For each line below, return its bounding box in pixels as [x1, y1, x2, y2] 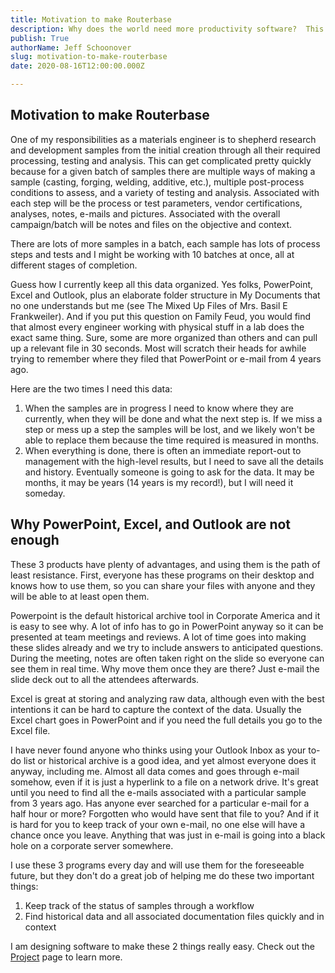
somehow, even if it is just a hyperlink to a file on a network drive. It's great [10, 776, 319, 788]
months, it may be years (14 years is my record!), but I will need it [24, 476, 294, 488]
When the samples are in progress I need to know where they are [24, 402, 294, 414]
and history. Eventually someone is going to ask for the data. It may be [24, 466, 315, 478]
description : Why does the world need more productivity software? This [10, 24, 325, 34]
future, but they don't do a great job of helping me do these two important [10, 869, 315, 881]
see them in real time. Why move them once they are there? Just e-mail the [10, 662, 320, 675]
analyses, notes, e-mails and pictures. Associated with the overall [10, 207, 281, 220]
